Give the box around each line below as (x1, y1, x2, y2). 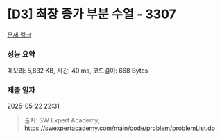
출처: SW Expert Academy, (24, 115, 100, 124)
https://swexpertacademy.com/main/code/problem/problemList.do (24, 124, 216, 132)
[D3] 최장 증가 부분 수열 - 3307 (7, 6, 177, 22)
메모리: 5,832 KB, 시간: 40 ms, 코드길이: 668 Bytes (7, 66, 148, 75)
